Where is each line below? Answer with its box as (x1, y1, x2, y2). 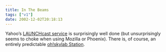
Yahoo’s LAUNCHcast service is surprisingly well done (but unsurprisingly (5, 31, 161, 37)
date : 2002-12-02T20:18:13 (5, 17, 63, 22)
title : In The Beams (5, 7, 50, 13)
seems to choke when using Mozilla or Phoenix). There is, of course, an (5, 36, 156, 42)
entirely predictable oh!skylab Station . (5, 41, 85, 47)
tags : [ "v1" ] (5, 12, 33, 17)
